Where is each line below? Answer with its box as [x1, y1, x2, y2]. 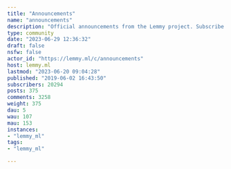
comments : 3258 [7, 94, 51, 101]
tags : [7, 139, 23, 146]
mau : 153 [7, 119, 33, 127]
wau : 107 [7, 113, 33, 120]
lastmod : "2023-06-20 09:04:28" [7, 68, 100, 75]
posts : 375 [7, 87, 39, 94]
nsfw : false [7, 49, 41, 56]
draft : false [7, 42, 45, 49]
